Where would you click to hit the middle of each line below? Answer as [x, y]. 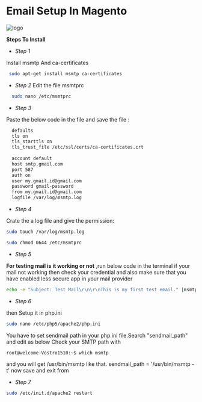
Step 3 [23, 108]
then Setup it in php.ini [34, 313]
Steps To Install [26, 39]
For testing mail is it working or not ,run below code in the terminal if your [98, 265]
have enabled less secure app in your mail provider [69, 279]
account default [32, 159]
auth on [21, 175]
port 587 [23, 170]
